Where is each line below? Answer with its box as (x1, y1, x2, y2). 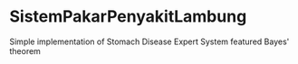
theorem (9, 45, 41, 56)
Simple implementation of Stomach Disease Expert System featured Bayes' (9, 36, 290, 47)
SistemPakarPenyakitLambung (9, 6, 247, 27)
